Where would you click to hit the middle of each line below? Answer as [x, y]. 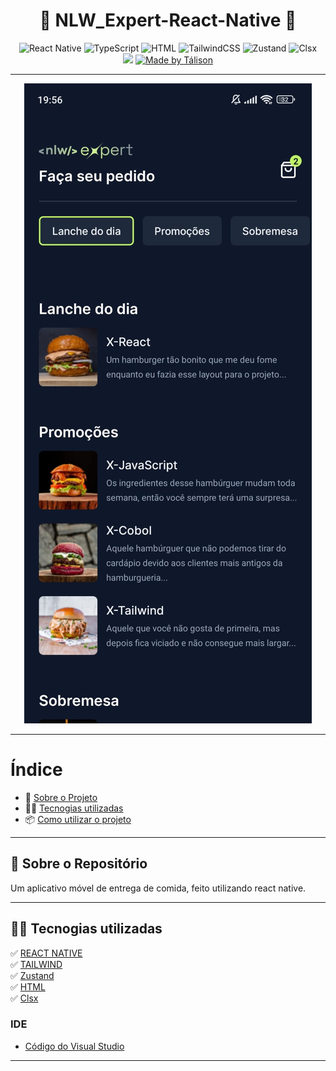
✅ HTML [28, 986]
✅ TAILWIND [36, 964]
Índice [36, 770]
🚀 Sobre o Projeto [61, 797]
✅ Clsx [24, 998]
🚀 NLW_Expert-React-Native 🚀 [168, 20]
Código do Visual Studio [74, 1046]
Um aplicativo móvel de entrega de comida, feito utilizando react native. [158, 888]
